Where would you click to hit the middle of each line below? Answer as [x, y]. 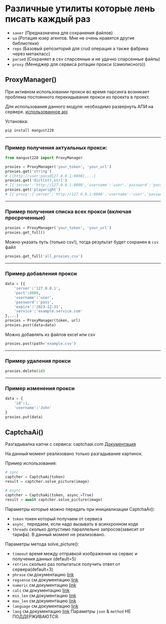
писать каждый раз [48, 19]
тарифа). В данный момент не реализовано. [59, 534]
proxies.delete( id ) [25, 371]
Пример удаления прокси [38, 361]
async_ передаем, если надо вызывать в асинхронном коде [75, 524]
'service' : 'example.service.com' [48, 312]
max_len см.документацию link [44, 601]
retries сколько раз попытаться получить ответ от [66, 564]
